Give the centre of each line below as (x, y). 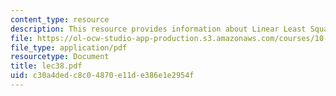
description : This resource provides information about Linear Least (158, 29)
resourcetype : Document (60, 57)
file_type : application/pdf (69, 47)
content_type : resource (60, 19)
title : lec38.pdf (46, 66)
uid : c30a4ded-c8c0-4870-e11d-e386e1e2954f (102, 76)
